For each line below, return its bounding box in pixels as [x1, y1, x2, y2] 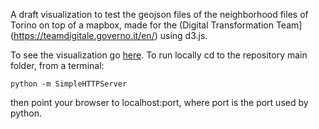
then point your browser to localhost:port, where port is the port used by [10, 97, 309, 108]
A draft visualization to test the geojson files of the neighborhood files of [10, 9, 309, 20]
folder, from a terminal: [10, 60, 105, 71]
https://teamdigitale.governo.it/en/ [13, 30, 155, 41]
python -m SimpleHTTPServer [10, 79, 128, 89]
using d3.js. [159, 30, 208, 41]
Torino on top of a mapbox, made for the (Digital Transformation [10, 19, 274, 31]
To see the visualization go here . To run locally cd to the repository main [10, 49, 308, 61]
